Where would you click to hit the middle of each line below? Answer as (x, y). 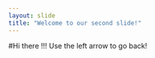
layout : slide (32, 15)
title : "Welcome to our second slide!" (75, 23)
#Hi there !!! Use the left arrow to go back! (78, 45)
